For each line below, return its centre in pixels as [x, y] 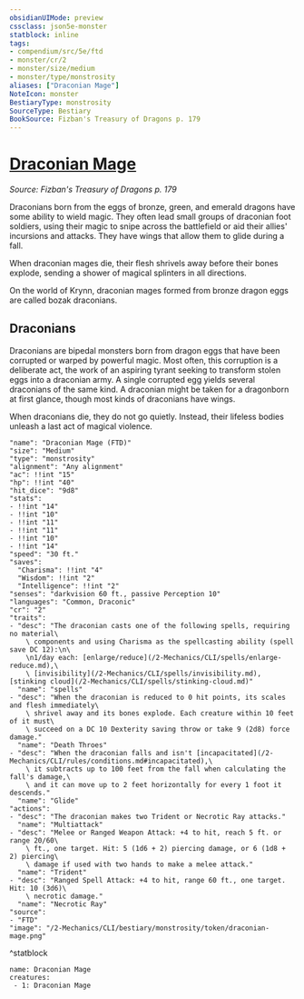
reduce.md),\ [34, 665]
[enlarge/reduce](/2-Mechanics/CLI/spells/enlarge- [182, 657]
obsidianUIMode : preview [56, 18]
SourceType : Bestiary [50, 111]
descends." [30, 793]
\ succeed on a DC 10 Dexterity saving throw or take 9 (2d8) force [158, 729]
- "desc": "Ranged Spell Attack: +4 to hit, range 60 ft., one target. [147, 880]
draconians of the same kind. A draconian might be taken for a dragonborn [149, 389]
